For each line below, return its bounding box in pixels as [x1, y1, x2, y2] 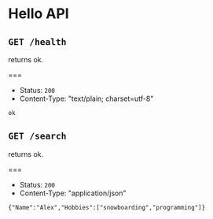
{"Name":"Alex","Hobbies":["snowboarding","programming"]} [8, 203, 206, 211]
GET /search [8, 131, 67, 142]
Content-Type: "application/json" [19, 188, 127, 198]
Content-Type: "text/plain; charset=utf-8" [19, 94, 154, 103]
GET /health [8, 36, 67, 47]
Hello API [8, 5, 69, 23]
